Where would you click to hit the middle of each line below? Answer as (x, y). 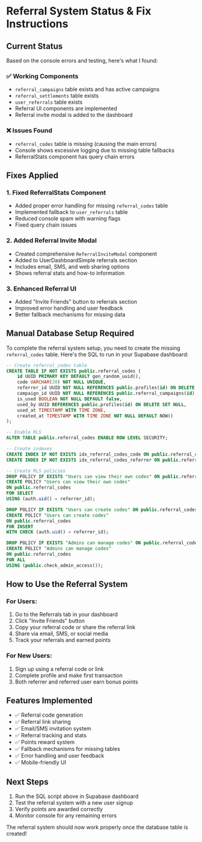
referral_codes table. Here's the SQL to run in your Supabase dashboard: (97, 354)
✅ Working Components (42, 76)
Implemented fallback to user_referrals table (71, 212)
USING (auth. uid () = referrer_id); (51, 499)
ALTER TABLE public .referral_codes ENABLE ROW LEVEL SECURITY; (87, 438)
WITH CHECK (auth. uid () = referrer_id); (58, 532)
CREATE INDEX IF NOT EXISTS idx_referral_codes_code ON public (87, 454)
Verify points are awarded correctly (59, 809)
